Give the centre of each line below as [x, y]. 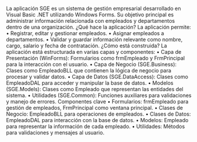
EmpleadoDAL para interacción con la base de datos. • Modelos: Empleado [97, 120]
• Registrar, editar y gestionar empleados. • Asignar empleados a [85, 33]
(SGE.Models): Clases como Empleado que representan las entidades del [95, 89]
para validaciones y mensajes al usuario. [55, 133]
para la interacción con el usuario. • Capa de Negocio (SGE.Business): [91, 64]
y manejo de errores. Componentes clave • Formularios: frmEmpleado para [97, 101]
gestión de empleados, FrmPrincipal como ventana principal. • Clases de [95, 108]
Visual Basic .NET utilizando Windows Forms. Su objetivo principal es [90, 15]
